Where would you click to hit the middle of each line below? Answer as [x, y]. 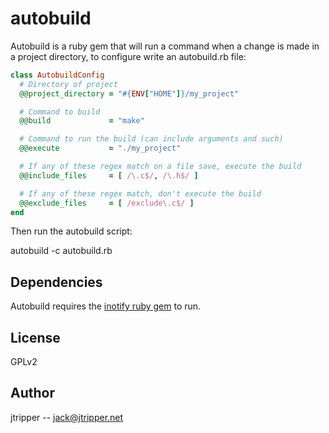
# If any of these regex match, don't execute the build [140, 193]
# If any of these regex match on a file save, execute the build [160, 167]
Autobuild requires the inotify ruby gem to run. [106, 306]
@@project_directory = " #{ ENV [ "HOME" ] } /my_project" [129, 93]
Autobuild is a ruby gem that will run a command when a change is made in [165, 46]
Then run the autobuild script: [71, 231]
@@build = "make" [82, 121]
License [35, 337]
